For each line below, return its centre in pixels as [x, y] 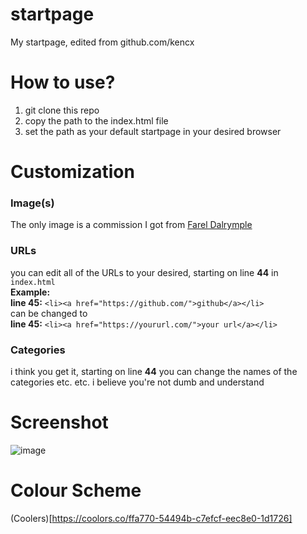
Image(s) [32, 203]
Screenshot [59, 422]
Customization [72, 172]
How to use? [63, 82]
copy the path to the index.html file [96, 120]
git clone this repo [62, 110]
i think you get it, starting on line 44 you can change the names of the [154, 371]
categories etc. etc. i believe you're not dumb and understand [137, 382]
